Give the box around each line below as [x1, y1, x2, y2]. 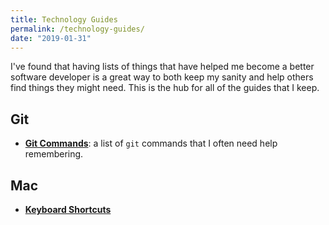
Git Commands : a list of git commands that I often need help [24, 137, 278, 150]
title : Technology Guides [10, 14, 118, 25]
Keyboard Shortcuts [24, 204, 112, 215]
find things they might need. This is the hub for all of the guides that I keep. [10, 82, 320, 94]
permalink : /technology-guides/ [10, 24, 145, 34]
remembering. [24, 148, 84, 160]
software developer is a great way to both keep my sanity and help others [10, 71, 314, 83]
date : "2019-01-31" [10, 33, 92, 43]
